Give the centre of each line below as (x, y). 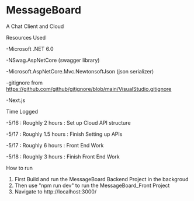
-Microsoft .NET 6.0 (30, 49)
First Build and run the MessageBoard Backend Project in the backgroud (101, 179)
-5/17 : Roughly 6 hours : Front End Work (55, 145)
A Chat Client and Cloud (35, 26)
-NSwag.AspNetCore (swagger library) (53, 60)
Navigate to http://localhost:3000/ (56, 191)
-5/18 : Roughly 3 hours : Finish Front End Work (63, 156)
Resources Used (26, 37)
